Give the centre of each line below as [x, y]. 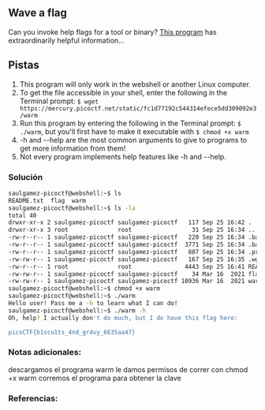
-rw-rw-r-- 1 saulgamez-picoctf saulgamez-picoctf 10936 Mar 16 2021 [127, 281]
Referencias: [33, 398]
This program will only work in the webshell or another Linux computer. [135, 84]
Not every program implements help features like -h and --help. [123, 156]
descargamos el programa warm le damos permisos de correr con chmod [128, 369]
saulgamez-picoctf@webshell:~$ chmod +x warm [84, 289]
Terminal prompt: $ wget [59, 101]
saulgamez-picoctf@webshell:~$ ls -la [72, 208]
